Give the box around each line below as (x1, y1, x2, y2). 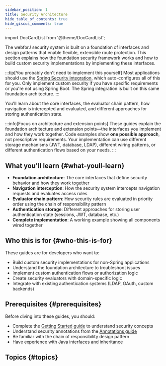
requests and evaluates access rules (12, 191, 88, 197)
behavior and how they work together (12, 180, 89, 186)
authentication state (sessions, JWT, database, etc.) (12, 212, 119, 218)
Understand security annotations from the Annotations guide (12, 328, 137, 334)
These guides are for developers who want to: (5, 249, 100, 256)
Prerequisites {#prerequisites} (5, 300, 102, 308)
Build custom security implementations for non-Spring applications (12, 259, 150, 265)
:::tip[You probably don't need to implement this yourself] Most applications (5, 70, 160, 76)
